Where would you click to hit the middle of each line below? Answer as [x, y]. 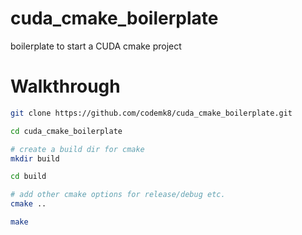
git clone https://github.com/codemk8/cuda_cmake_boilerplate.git [151, 113]
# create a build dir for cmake [77, 149]
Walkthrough [65, 86]
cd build [28, 177]
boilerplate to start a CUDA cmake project [96, 46]
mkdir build [35, 158]
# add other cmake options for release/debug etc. [118, 195]
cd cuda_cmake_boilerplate [66, 131]
